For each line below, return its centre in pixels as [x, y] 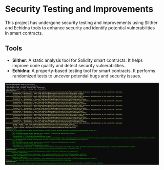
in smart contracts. [24, 33]
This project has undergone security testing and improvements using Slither [81, 23]
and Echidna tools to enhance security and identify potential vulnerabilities [80, 27]
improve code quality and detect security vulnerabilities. [69, 65]
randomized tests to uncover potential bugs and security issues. [77, 76]
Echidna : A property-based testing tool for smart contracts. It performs [84, 71]
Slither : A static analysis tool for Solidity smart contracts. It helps [77, 60]
